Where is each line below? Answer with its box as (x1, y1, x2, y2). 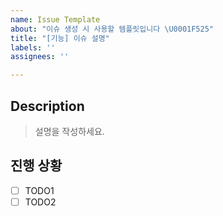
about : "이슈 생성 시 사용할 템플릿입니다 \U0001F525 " (10, 24, 215, 34)
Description (10, 97, 85, 115)
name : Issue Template (10, 14, 101, 25)
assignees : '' (10, 52, 70, 62)
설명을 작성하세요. (34, 125, 105, 137)
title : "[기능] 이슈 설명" (10, 33, 110, 43)
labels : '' (10, 42, 56, 53)
